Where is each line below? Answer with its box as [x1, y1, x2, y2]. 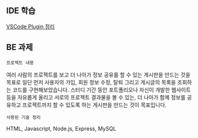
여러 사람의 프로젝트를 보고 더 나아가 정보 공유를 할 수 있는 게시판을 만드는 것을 [6, 71, 191, 78]
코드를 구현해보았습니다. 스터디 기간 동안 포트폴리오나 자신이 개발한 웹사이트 [12, 86, 191, 93]
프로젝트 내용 [6, 60, 34, 66]
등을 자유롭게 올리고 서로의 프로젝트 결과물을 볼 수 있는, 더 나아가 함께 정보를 [6, 93, 186, 101]
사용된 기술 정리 [6, 114, 41, 121]
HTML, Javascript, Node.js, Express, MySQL [6, 125, 116, 132]
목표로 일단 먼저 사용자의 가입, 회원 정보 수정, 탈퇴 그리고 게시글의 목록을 [6, 78, 176, 86]
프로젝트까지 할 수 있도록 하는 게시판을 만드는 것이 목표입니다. [22, 101, 167, 108]
